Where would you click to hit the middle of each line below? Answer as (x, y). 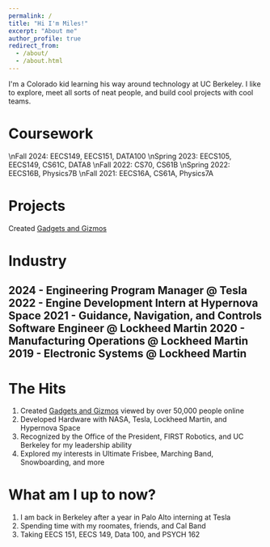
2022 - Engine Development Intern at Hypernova (133, 303)
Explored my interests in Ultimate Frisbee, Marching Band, (117, 454)
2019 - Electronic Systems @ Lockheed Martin (127, 353)
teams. (20, 101)
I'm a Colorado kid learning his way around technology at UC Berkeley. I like (135, 84)
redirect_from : (34, 46)
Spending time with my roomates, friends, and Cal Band (113, 526)
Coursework (51, 134)
